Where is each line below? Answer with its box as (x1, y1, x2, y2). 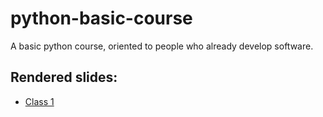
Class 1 (24, 95, 55, 107)
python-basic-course (10, 7, 193, 30)
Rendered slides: (10, 69, 118, 86)
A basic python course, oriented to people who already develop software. (10, 40, 314, 52)
